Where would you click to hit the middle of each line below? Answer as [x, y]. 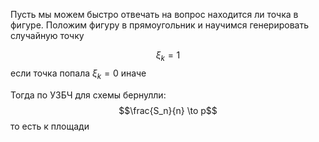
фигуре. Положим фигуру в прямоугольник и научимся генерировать [160, 25]
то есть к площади [50, 126]
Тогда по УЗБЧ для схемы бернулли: [88, 95]
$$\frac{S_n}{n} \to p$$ [168, 110]
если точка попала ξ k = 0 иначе [78, 74]
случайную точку [47, 35]
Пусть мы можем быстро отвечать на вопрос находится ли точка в [154, 14]
